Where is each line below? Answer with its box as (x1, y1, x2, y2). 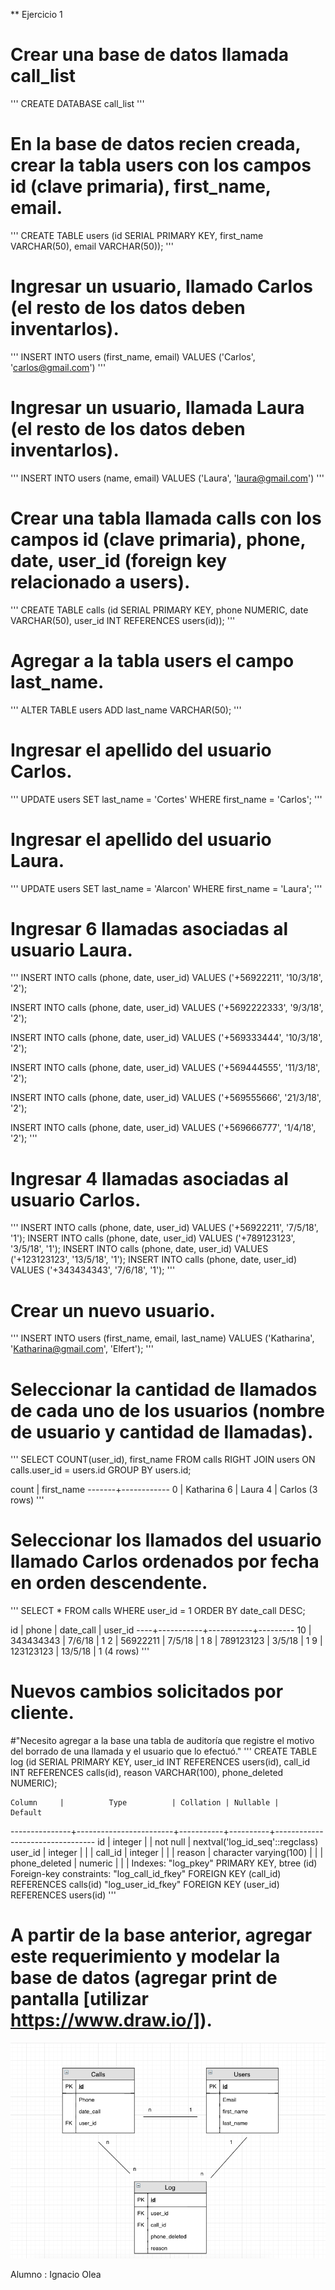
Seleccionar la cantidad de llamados (10, 1378, 318, 1401)
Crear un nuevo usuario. (10, 1299, 216, 1322)
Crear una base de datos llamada (10, 44, 290, 66)
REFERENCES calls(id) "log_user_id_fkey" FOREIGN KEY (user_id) (10, 1879, 280, 1891)
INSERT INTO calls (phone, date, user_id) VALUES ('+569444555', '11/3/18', (10, 1062, 321, 1074)
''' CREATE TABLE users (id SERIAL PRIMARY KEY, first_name (10, 229, 264, 241)
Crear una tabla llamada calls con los (10, 507, 322, 529)
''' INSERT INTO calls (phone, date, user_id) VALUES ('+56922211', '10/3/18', (10, 972, 323, 984)
